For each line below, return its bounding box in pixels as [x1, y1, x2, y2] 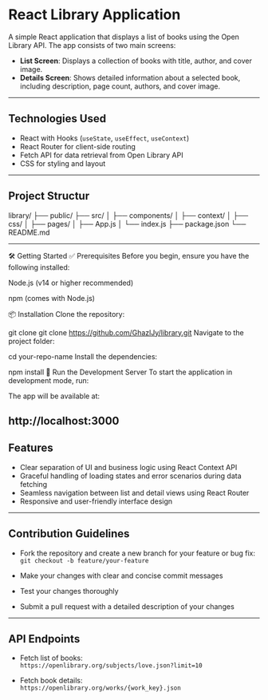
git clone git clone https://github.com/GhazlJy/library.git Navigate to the [8, 327, 245, 337]
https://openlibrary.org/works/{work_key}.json [19, 684, 181, 692]
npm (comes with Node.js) [8, 293, 96, 303]
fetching [19, 479, 48, 488]
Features [8, 441, 53, 455]
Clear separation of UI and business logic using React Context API [19, 462, 238, 472]
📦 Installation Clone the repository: [8, 309, 125, 318]
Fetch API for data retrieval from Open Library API [19, 150, 183, 160]
